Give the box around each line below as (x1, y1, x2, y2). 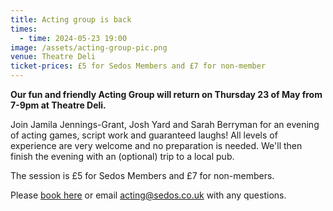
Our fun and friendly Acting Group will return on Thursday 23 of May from (10, 89, 323, 100)
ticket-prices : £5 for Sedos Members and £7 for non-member (10, 61, 267, 71)
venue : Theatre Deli (10, 52, 97, 62)
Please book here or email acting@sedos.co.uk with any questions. (10, 189, 287, 201)
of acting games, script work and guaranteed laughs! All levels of (10, 129, 278, 141)
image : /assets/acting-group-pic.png (10, 42, 168, 53)
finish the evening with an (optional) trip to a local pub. (10, 151, 235, 162)
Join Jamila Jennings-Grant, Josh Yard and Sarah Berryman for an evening (10, 119, 320, 130)
